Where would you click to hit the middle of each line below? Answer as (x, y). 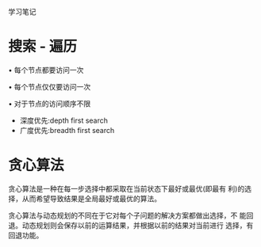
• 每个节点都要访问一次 (46, 70)
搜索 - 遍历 (43, 47)
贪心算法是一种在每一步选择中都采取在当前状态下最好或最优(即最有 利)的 (127, 188)
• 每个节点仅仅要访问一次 (50, 86)
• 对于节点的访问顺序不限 (50, 103)
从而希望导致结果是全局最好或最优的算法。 (91, 198)
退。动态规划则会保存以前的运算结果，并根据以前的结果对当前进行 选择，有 (131, 225)
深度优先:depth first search (64, 120)
